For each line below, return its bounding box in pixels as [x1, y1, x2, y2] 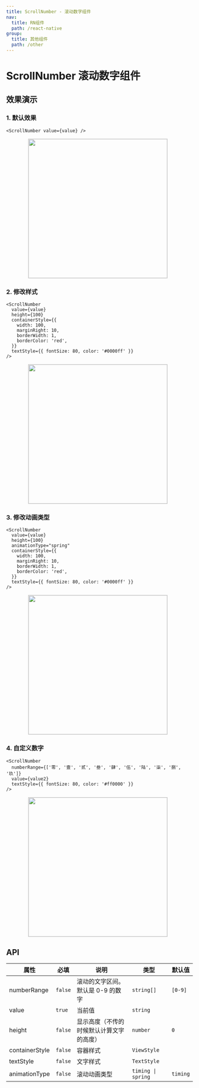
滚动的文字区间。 [76, 978, 124, 986]
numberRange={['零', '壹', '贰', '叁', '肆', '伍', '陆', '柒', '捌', [11, 764, 182, 770]
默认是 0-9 [76, 987, 108, 995]
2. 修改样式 [6, 287, 38, 296]
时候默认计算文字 [76, 1026, 124, 1035]
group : [6, 31, 23, 37]
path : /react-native [11, 25, 62, 31]
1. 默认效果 [6, 114, 37, 122]
